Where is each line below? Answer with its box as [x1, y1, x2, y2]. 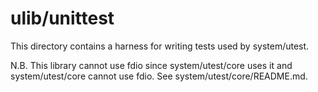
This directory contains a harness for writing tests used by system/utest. [10, 40, 310, 52]
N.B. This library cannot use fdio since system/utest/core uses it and [10, 59, 293, 71]
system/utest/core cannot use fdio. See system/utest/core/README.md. [10, 70, 308, 82]
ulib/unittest [10, 7, 115, 30]
